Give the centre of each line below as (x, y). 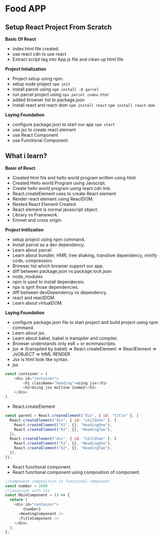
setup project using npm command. (49, 239)
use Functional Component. (41, 140)
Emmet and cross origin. (37, 220)
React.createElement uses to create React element (64, 193)
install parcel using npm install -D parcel (56, 89)
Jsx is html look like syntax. (40, 359)
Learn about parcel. (33, 250)
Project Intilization (24, 229)
